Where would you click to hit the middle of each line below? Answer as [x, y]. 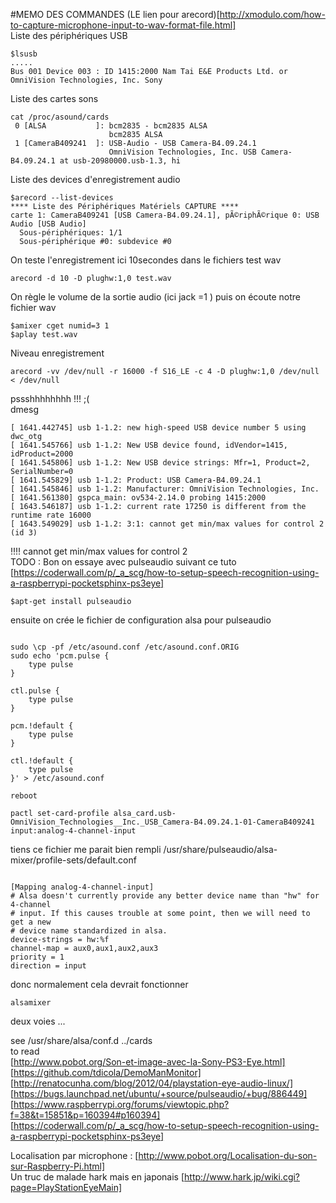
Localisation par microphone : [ [74, 1155]
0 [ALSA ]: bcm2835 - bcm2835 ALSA [111, 126]
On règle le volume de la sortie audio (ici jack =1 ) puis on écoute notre [155, 297]
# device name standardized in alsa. [89, 931]
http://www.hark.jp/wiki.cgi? [242, 1177]
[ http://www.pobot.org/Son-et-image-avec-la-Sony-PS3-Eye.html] [148, 1062]
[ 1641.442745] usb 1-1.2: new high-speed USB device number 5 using [158, 428]
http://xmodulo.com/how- [272, 14]
